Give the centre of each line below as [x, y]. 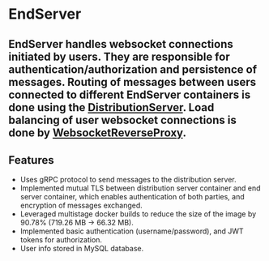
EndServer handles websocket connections [121, 44]
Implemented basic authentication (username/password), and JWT [132, 231]
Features [31, 160]
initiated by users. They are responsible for [119, 56]
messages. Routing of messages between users [132, 82]
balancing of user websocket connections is [122, 120]
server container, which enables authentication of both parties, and [132, 197]
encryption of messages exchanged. [81, 205]
